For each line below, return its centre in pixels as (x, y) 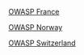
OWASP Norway (36, 27)
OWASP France (34, 12)
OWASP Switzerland (42, 43)
